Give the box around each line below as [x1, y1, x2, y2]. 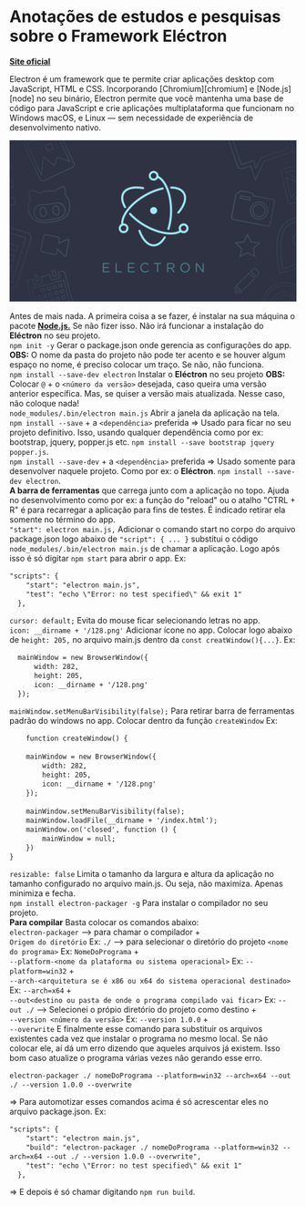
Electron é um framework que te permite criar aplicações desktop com [9, 73, 275, 84]
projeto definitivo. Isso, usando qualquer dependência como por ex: [9, 427, 264, 438]
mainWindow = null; [42, 834, 117, 844]
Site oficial [9, 56, 51, 67]
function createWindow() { [25, 734, 128, 744]
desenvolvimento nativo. [9, 121, 102, 133]
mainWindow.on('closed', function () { [25, 825, 178, 835]
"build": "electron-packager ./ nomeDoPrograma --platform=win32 [25, 1143, 280, 1152]
